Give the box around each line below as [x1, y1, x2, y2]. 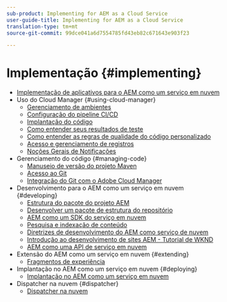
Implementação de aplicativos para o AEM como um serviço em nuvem [16, 88, 220, 97]
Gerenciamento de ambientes [26, 103, 111, 112]
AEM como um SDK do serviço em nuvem [26, 213, 147, 222]
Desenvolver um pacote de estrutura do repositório [26, 206, 174, 215]
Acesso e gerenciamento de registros [26, 140, 134, 148]
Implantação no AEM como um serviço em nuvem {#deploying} [16, 265, 198, 274]
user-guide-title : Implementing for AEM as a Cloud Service [6, 17, 184, 24]
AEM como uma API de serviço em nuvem [26, 243, 147, 251]
